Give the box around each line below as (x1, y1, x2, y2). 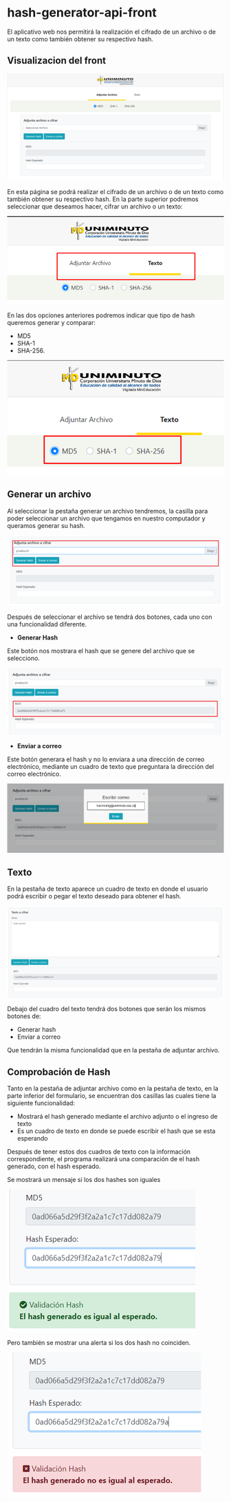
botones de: (7, 1012, 41, 1020)
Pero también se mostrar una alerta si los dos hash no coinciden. (7, 1339, 191, 1347)
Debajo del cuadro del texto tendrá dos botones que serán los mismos (7, 1005, 206, 1013)
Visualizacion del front (7, 55, 107, 67)
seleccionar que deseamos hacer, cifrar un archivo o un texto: (7, 202, 183, 211)
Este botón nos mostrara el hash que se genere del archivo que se (7, 646, 195, 655)
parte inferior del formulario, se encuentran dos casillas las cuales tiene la (7, 1092, 217, 1100)
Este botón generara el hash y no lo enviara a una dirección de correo (7, 755, 205, 763)
